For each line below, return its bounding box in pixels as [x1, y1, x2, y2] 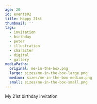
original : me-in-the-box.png [9, 66, 68, 71]
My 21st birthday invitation [5, 93, 58, 99]
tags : [5, 25, 16, 30]
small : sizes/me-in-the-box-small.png [9, 80, 88, 84]
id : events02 [5, 12, 32, 17]
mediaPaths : [5, 62, 29, 66]
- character [9, 48, 34, 53]
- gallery [9, 57, 29, 62]
